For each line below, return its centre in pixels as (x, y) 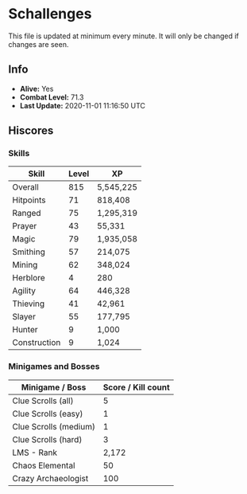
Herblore (29, 278)
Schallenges (50, 14)
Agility (24, 291)
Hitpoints (29, 200)
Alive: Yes (37, 88)
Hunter (25, 330)
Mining (25, 265)
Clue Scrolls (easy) (48, 414)
